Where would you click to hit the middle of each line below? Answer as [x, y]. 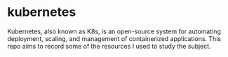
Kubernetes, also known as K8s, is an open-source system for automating [114, 31]
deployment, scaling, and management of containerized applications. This [114, 38]
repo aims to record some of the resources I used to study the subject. [109, 46]
